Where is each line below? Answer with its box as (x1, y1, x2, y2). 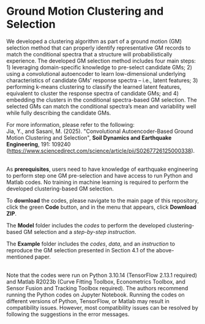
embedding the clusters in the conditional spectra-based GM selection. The (6, 96, 197, 104)
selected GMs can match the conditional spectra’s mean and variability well (6, 102, 196, 110)
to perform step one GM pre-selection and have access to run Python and (6, 171, 193, 179)
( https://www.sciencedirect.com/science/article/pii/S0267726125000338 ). (6, 147, 195, 154)
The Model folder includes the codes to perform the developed (6, 222, 166, 229)
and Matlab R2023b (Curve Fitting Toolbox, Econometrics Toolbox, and (6, 277, 185, 285)
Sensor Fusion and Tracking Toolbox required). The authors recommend (6, 284, 188, 292)
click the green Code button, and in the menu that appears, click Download (6, 203, 197, 211)
